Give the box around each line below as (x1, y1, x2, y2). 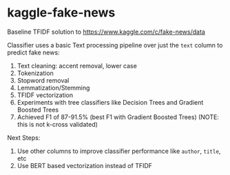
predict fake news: (7, 48, 60, 56)
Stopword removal (17, 76, 70, 84)
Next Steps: (7, 133, 41, 142)
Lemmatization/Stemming (17, 83, 90, 92)
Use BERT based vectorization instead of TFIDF (17, 161, 153, 169)
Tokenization (17, 69, 54, 77)
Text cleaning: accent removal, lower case (17, 61, 138, 70)
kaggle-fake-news (7, 5, 116, 21)
